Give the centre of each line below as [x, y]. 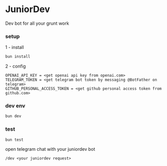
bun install [18, 57]
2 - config [16, 66]
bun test [14, 140]
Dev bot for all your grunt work [37, 23]
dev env [15, 106]
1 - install [15, 47]
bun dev [13, 116]
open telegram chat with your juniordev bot [50, 149]
